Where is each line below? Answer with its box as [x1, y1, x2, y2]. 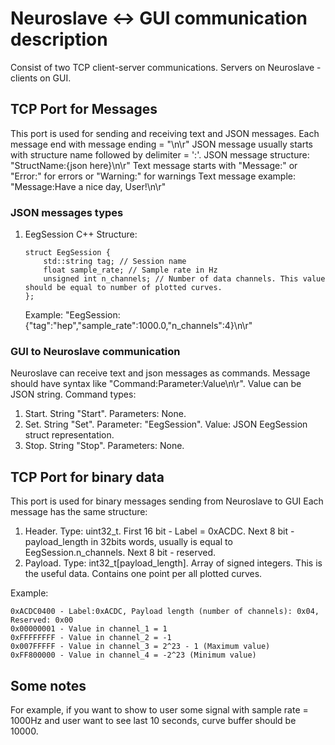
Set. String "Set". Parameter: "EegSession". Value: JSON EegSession [24, 418, 308, 431]
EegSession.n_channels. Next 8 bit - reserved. [24, 547, 217, 559]
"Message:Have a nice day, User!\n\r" [10, 180, 167, 192]
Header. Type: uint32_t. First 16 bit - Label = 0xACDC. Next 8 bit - [24, 525, 295, 537]
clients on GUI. [10, 72, 72, 84]
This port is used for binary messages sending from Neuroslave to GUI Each [10, 495, 324, 507]
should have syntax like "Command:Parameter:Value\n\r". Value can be [10, 378, 302, 390]
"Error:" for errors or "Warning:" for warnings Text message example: [10, 170, 297, 182]
